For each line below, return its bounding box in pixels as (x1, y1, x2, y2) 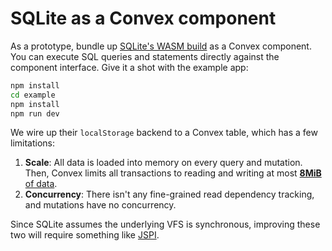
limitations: (10, 137, 56, 149)
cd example (10, 90, 56, 100)
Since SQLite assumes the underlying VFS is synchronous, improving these (10, 218, 321, 231)
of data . (24, 178, 58, 190)
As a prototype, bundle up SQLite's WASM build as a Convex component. (10, 40, 312, 52)
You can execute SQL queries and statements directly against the (10, 50, 280, 62)
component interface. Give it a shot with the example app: (10, 61, 249, 73)
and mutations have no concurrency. (24, 199, 177, 211)
